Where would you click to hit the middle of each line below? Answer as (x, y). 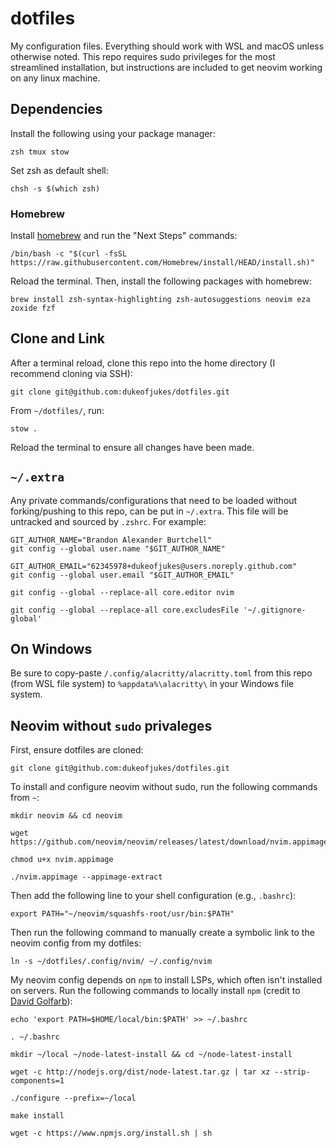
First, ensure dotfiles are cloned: (77, 750)
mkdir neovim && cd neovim (66, 816)
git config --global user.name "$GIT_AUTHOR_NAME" (118, 548)
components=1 (37, 1081)
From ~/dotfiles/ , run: (57, 410)
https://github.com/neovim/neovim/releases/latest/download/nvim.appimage (169, 842)
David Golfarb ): (41, 1001)
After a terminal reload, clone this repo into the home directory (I (143, 363)
